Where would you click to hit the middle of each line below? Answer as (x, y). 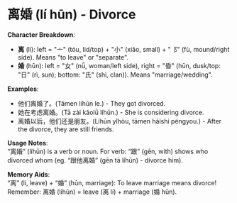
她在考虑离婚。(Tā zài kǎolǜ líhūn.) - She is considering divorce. (111, 112)
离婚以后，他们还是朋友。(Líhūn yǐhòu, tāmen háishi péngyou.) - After (120, 121)
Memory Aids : (29, 174)
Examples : (23, 89)
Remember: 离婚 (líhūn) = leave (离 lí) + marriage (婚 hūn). (92, 192)
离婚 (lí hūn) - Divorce (72, 15)
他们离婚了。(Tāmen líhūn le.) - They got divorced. (92, 103)
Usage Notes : (28, 143)
